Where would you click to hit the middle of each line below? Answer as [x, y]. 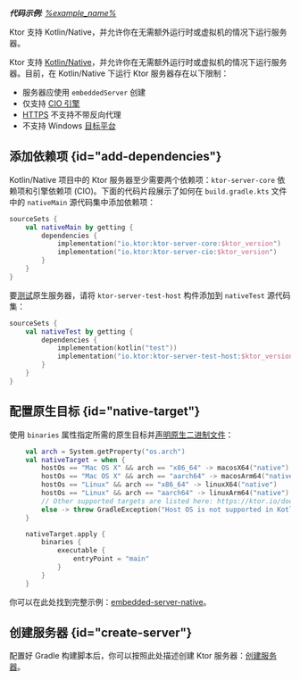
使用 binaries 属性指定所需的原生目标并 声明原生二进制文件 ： [121, 435]
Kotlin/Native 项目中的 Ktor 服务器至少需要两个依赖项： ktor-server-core [142, 179]
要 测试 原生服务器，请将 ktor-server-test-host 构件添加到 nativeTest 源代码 [150, 295]
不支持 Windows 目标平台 [69, 126]
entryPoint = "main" [111, 559]
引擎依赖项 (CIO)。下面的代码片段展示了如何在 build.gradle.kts [151, 191]
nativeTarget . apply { [65, 534]
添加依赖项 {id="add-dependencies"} [116, 157]
